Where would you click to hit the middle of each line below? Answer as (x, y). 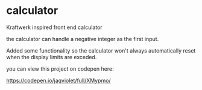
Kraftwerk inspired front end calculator (54, 27)
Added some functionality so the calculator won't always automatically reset (101, 50)
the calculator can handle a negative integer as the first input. (83, 39)
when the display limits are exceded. (52, 57)
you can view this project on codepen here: (60, 69)
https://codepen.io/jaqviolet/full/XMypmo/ (58, 80)
